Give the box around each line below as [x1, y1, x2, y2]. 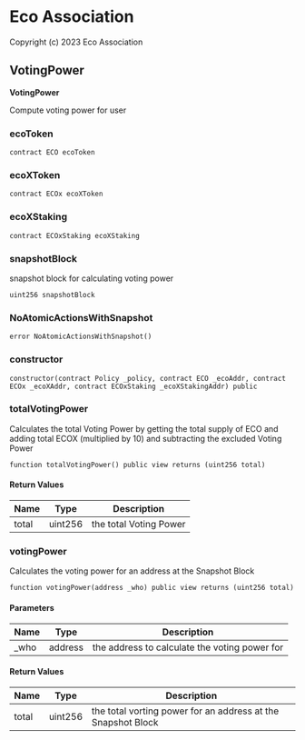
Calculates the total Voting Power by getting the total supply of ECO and [9, 423, 279, 434]
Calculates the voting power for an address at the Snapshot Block [9, 565, 255, 576]
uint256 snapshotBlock [9, 290, 95, 299]
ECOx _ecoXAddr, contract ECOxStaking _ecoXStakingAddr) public [9, 382, 258, 391]
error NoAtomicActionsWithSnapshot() [9, 332, 152, 342]
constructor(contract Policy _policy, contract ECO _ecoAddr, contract [9, 374, 286, 383]
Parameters [9, 602, 54, 613]
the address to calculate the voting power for [92, 641, 284, 654]
